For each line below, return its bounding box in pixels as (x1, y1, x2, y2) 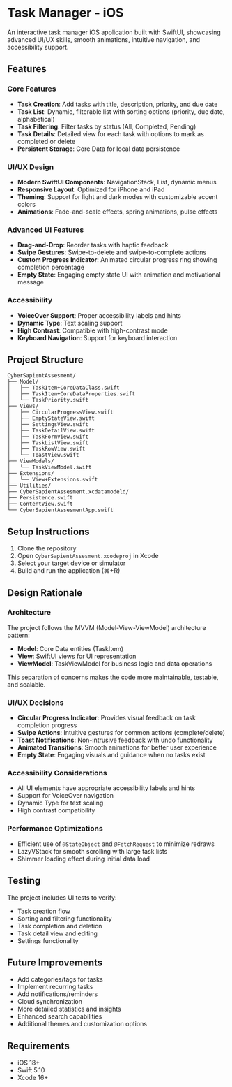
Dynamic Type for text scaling (17, 798, 104, 808)
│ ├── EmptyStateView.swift (7, 415, 95, 422)
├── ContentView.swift (7, 501, 73, 508)
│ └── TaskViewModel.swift (7, 464, 92, 471)
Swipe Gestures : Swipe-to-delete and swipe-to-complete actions (17, 248, 207, 256)
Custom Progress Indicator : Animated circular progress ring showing (17, 256, 217, 264)
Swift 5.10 (17, 1066, 45, 1074)
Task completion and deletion (17, 921, 102, 930)
